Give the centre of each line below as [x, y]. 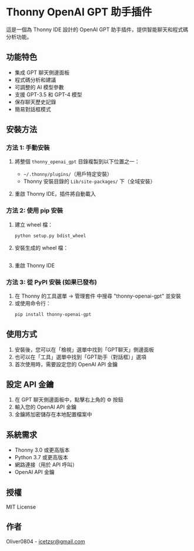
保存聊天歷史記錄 [35, 102]
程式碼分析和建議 [35, 79]
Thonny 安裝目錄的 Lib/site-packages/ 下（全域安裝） [89, 181]
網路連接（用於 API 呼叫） [46, 465]
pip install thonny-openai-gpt [53, 314]
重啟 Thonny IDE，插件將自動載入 [55, 194]
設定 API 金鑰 [30, 384]
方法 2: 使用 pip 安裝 [35, 211]
